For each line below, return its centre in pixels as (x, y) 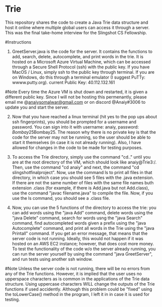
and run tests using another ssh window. (52, 259)
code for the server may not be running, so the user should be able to (81, 137)
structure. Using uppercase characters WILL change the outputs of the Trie (80, 284)
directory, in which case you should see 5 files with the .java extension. (83, 178)
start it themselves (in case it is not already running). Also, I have (76, 142)
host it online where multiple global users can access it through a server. (77, 27)
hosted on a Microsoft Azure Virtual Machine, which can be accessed (81, 62)
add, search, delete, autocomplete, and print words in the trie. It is (78, 56)
